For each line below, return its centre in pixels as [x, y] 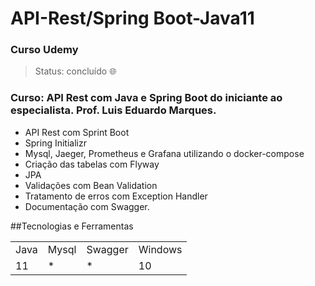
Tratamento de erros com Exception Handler [116, 196]
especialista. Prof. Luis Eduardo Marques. [113, 110]
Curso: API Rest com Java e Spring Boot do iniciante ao [146, 98]
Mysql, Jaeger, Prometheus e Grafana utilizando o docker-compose [164, 153]
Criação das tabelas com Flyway [92, 164]
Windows [160, 249]
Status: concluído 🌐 [75, 71]
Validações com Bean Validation [91, 185]
